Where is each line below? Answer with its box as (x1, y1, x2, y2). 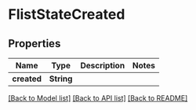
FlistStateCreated (8, 5, 125, 24)
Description (80, 60, 125, 71)
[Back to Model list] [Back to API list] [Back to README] (8, 93, 188, 103)
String (49, 73, 73, 84)
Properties (8, 37, 61, 50)
